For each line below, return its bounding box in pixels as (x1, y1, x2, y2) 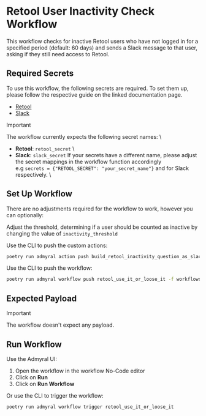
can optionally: (6, 211, 44, 218)
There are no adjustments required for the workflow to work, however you (6, 205, 193, 212)
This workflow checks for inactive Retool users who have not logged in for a (6, 37, 199, 45)
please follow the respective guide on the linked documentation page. (6, 91, 183, 98)
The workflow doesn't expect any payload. (6, 321, 115, 329)
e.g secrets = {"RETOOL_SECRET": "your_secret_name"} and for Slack (15, 164, 189, 172)
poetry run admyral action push (6, 253, 89, 259)
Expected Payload (6, 293, 77, 303)
